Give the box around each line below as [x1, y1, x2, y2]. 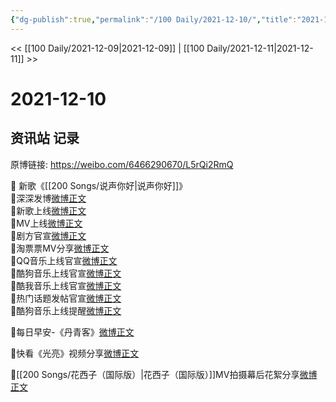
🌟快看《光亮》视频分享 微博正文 [10, 347, 140, 359]
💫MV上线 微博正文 [10, 217, 83, 229]
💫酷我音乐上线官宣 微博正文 [10, 279, 122, 291]
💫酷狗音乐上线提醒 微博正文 [10, 304, 122, 316]
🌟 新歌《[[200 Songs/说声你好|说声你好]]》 [10, 179, 188, 191]
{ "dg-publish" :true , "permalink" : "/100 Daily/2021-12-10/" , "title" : [10, 14, 298, 25]
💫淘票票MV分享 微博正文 [10, 242, 110, 254]
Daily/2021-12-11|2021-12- [206, 42, 314, 54]
